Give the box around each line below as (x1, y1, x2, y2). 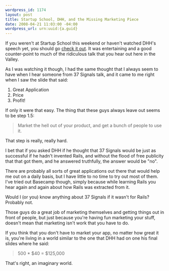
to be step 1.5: (5, 112, 34, 119)
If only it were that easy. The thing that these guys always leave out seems (5, 107, 160, 113)
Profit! (12, 97, 26, 104)
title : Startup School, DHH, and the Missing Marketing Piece (5, 17, 139, 22)
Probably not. (5, 200, 34, 206)
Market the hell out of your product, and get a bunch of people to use (17, 123, 162, 129)
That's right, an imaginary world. (5, 260, 73, 266)
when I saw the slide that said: (5, 77, 68, 83)
